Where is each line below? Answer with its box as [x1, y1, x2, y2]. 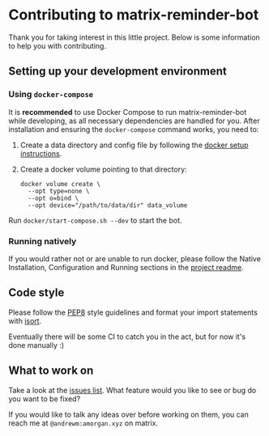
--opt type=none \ [28, 187, 90, 195]
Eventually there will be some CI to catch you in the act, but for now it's [8, 332, 246, 341]
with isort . [8, 315, 42, 325]
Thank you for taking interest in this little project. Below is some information [8, 32, 261, 42]
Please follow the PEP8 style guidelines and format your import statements [8, 307, 258, 317]
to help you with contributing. [8, 40, 107, 50]
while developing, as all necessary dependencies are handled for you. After [8, 116, 261, 125]
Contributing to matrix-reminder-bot [8, 6, 259, 24]
